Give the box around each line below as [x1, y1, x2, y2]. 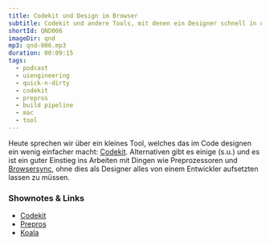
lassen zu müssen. [8, 172, 71, 182]
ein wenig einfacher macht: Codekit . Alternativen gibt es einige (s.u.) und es [8, 146, 260, 157]
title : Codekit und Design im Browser [8, 11, 138, 20]
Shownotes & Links [8, 192, 84, 203]
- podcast [15, 64, 48, 72]
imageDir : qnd [8, 34, 56, 43]
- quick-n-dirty [15, 79, 70, 87]
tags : [8, 57, 27, 65]
